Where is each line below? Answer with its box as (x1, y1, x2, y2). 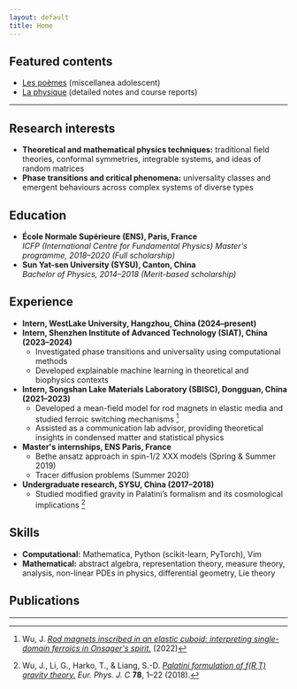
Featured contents (9, 54, 113, 69)
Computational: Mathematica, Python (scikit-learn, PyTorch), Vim (21, 548, 263, 559)
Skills (9, 525, 40, 540)
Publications (9, 593, 80, 608)
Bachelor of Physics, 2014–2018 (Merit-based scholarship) (21, 268, 237, 279)
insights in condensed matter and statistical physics (34, 432, 225, 443)
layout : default (9, 12, 69, 22)
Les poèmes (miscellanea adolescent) (21, 77, 161, 89)
